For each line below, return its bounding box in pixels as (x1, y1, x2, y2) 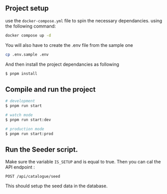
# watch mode (5, 113, 33, 118)
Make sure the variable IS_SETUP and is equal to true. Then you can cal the (5, 159, 161, 165)
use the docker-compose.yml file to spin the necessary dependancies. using (5, 17, 162, 23)
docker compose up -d (5, 33, 51, 38)
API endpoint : (5, 164, 35, 170)
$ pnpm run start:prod (5, 131, 53, 136)
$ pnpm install (5, 71, 38, 76)
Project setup (5, 4, 49, 13)
